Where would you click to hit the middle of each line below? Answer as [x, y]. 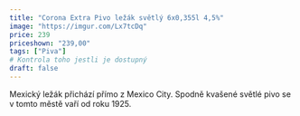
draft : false [34, 69]
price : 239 [30, 34]
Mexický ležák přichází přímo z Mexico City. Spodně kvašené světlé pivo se [150, 94]
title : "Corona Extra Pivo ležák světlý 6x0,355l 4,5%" [117, 18]
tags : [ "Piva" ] [38, 52]
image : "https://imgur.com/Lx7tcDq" [78, 26]
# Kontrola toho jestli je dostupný [78, 60]
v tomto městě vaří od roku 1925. [70, 103]
